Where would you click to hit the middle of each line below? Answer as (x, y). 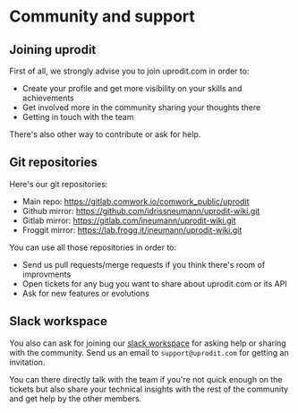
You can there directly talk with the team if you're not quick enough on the (146, 379)
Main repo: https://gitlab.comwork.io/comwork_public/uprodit (136, 201)
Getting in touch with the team (78, 117)
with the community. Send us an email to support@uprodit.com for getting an (149, 352)
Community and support (102, 17)
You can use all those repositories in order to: (93, 247)
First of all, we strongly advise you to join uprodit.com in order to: (129, 71)
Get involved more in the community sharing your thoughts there (141, 108)
